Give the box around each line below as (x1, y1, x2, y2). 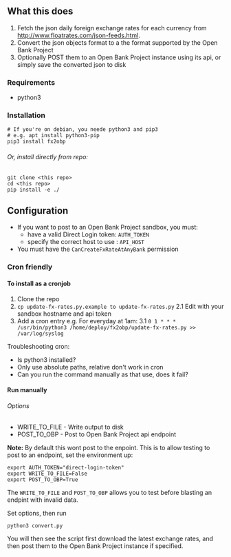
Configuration (7, 205, 69, 216)
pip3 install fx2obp (7, 138, 67, 145)
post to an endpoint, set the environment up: (7, 451, 133, 459)
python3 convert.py (7, 523, 63, 529)
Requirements (7, 77, 56, 87)
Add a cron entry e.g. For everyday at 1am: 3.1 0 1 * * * (16, 316, 177, 325)
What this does (7, 6, 74, 17)
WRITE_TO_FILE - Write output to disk (16, 423, 124, 432)
